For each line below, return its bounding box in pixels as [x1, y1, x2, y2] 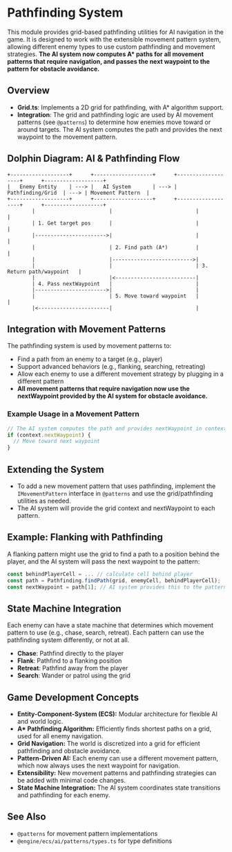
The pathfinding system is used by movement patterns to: [7, 342, 172, 350]
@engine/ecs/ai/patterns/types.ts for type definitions [17, 837, 173, 845]
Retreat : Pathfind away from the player [17, 664, 128, 672]
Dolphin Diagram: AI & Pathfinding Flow [7, 153, 180, 164]
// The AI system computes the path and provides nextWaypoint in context [7, 425, 227, 432]
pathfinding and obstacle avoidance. [17, 747, 122, 755]
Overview [7, 85, 50, 96]
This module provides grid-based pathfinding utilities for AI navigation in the [7, 28, 224, 36]
